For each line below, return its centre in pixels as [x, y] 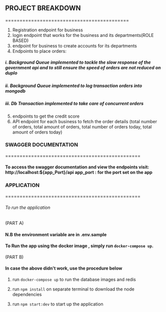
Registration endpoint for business [47, 30]
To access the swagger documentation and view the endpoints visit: [77, 167]
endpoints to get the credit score [46, 116]
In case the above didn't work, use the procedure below [64, 268]
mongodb [15, 91]
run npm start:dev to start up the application [58, 304]
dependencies [27, 294]
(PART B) [14, 257]
